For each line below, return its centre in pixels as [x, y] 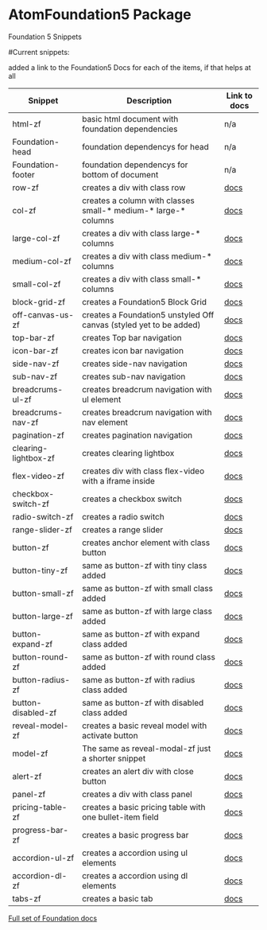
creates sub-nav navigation [134, 376]
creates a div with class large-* [141, 233]
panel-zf [29, 794]
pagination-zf [39, 435]
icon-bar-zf [35, 350]
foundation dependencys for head [145, 146]
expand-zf [33, 644]
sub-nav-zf [35, 376]
